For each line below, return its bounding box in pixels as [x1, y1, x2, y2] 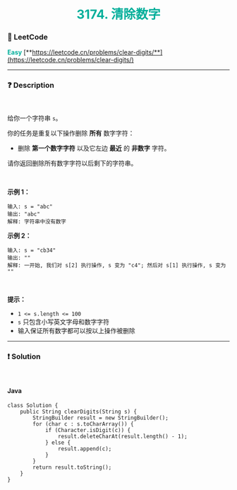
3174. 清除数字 [76, 6, 161, 23]
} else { [44, 439, 71, 446]
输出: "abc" [7, 210, 40, 218]
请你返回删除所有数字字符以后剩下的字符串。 [7, 158, 138, 167]
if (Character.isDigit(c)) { [44, 427, 131, 434]
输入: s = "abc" [7, 203, 53, 210]
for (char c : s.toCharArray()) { [32, 421, 134, 428]
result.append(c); [57, 445, 112, 453]
